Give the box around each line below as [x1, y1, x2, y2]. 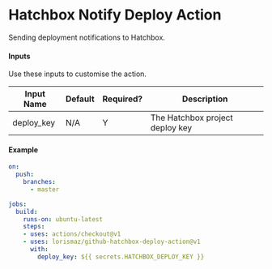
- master [29, 185, 60, 194]
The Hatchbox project [150, 112, 233, 123]
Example [8, 144, 39, 155]
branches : [23, 178, 57, 186]
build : [15, 207, 38, 216]
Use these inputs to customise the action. [8, 69, 147, 79]
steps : [23, 223, 45, 231]
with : [29, 246, 49, 254]
